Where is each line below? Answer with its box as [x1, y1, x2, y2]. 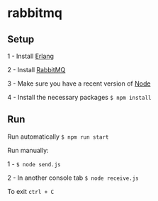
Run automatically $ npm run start [7, 132, 109, 141]
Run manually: [7, 146, 49, 154]
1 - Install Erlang [7, 52, 55, 60]
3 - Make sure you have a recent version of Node [7, 79, 151, 88]
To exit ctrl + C [7, 187, 55, 195]
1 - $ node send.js [7, 159, 62, 168]
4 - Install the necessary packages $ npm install [7, 93, 152, 101]
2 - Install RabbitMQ [7, 66, 66, 74]
